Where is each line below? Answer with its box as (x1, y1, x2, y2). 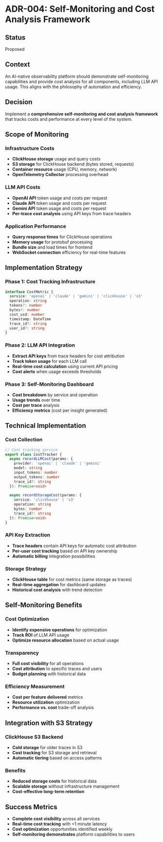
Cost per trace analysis (12, 402, 60, 408)
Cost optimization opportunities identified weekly (12, 826, 113, 832)
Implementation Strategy (5, 264, 83, 272)
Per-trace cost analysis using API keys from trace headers (12, 210, 131, 216)
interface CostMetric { (5, 289, 54, 294)
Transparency (5, 649, 39, 656)
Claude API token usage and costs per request (12, 200, 106, 206)
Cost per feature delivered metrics (12, 694, 83, 700)
